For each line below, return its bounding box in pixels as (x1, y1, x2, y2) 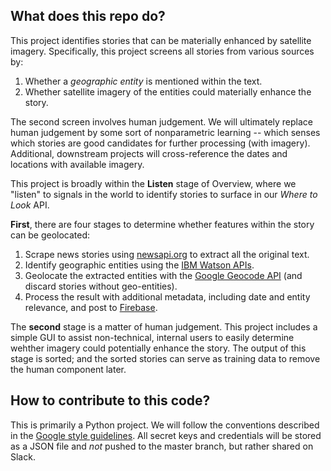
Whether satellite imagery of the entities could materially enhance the (24, 85, 312, 98)
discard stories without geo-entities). (24, 280, 178, 292)
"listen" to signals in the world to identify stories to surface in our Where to (10, 188, 318, 200)
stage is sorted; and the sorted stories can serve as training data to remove (10, 352, 321, 364)
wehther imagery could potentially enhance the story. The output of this (10, 342, 307, 354)
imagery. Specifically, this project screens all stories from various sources (10, 45, 315, 57)
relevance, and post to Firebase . (24, 301, 158, 313)
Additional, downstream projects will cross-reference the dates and (10, 147, 288, 159)
